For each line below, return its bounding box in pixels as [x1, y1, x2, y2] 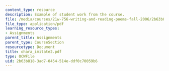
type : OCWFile [5, 53, 35, 59]
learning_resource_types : [5, 26, 59, 31]
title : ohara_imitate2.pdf [5, 49, 62, 54]
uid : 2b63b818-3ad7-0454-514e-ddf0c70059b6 [5, 58, 98, 63]
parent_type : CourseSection [5, 40, 64, 45]
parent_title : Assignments [5, 35, 62, 40]
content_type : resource [5, 7, 55, 12]
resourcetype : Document [5, 44, 55, 49]
